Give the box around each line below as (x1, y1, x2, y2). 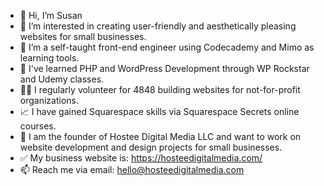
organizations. (19, 95, 79, 106)
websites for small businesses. (19, 31, 147, 42)
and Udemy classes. (19, 73, 105, 85)
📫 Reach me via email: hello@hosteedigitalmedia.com (19, 164, 245, 175)
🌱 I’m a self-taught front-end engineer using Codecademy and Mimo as (19, 41, 315, 53)
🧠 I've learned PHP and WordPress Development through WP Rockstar (19, 63, 310, 74)
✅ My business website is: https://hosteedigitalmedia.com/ (19, 152, 263, 164)
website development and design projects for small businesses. (19, 141, 283, 153)
